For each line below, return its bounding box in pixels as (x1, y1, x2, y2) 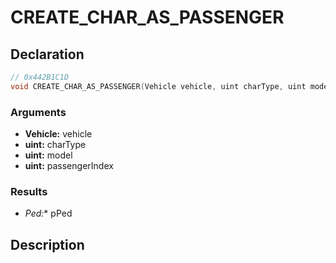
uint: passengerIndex (24, 160, 114, 172)
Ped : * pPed (24, 207, 73, 220)
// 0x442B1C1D (10, 72, 70, 82)
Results (10, 184, 48, 198)
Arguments (10, 105, 67, 119)
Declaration (10, 46, 85, 63)
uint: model (24, 149, 73, 161)
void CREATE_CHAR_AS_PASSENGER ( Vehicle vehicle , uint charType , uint (10, 81, 307, 91)
